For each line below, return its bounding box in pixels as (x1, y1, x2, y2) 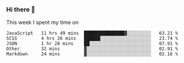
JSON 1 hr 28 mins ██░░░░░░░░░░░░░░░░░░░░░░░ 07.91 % (6, 41, 179, 47)
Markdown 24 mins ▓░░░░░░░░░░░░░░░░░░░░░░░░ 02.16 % (6, 51, 179, 57)
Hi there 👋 (6, 5, 36, 14)
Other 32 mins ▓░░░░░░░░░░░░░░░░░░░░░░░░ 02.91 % (6, 46, 179, 52)
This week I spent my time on (6, 19, 79, 26)
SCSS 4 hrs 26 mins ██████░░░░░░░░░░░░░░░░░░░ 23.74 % (6, 36, 179, 42)
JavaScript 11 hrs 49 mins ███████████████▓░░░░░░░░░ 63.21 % (6, 30, 179, 36)
